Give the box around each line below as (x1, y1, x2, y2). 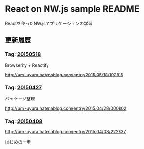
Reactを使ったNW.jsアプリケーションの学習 (5, 20, 93, 26)
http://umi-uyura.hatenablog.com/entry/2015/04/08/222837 (5, 129, 126, 135)
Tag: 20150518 (5, 51, 41, 58)
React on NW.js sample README (5, 3, 140, 15)
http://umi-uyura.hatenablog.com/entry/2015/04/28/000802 (5, 105, 127, 111)
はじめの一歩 (5, 139, 31, 145)
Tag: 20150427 (5, 84, 42, 91)
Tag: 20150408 (5, 118, 43, 124)
